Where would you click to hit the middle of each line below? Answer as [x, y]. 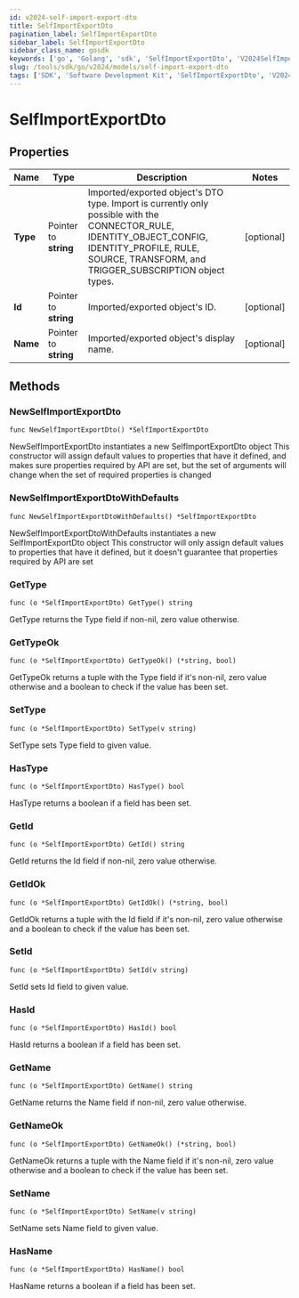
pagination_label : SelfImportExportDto [83, 34]
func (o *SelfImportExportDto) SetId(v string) [99, 970]
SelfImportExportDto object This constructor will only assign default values [147, 542]
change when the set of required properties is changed [110, 475]
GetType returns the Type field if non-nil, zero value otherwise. [125, 620]
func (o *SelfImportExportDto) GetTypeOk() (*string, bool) [123, 661]
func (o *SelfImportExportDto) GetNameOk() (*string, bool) [123, 1144]
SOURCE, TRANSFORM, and [147, 259]
